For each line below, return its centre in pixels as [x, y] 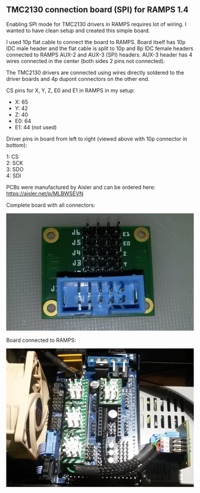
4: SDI [14, 176]
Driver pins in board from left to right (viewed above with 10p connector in [97, 139]
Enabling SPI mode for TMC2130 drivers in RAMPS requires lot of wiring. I [96, 24]
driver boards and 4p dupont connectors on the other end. [78, 79]
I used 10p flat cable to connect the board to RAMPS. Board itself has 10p [96, 42]
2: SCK [15, 163]
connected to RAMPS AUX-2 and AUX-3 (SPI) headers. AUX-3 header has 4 [99, 54]
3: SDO [15, 169]
